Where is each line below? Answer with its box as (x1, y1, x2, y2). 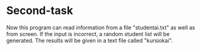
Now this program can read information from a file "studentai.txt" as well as (6, 24, 196, 31)
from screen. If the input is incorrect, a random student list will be (6, 30, 170, 37)
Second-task (6, 4, 73, 18)
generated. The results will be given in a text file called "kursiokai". (6, 37, 173, 44)
